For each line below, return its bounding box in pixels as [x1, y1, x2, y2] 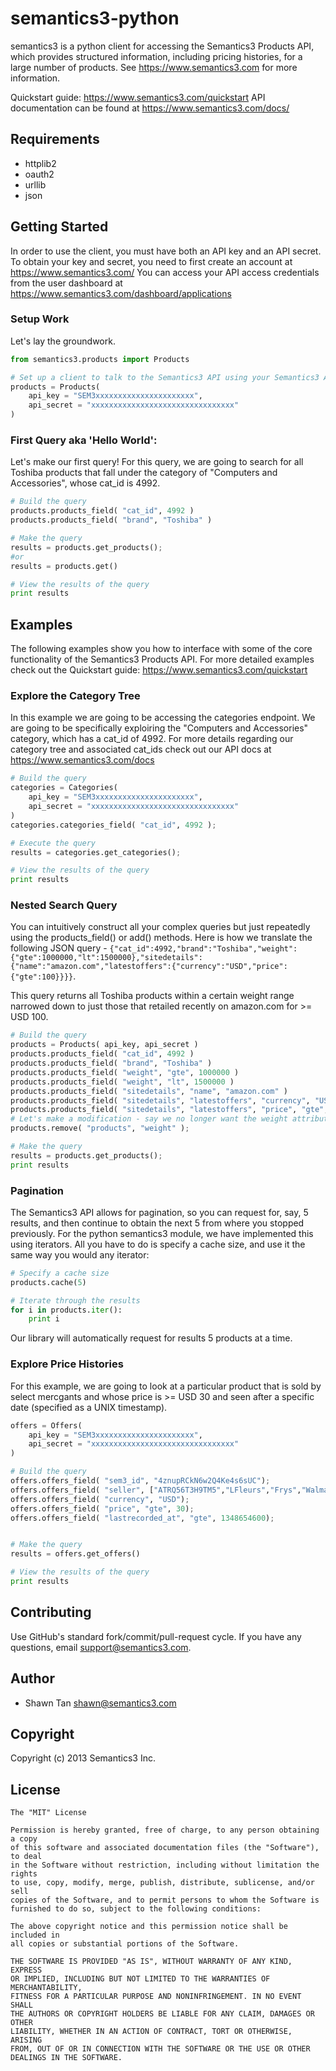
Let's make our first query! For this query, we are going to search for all [10, 456, 304, 468]
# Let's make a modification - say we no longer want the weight [10, 1114, 288, 1124]
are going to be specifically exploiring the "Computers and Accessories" [10, 722, 309, 734]
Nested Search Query [10, 898, 118, 912]
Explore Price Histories [10, 1357, 124, 1371]
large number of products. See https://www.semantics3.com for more [10, 61, 298, 73]
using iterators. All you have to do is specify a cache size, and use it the [10, 1238, 306, 1250]
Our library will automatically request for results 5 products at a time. [10, 1332, 293, 1344]
